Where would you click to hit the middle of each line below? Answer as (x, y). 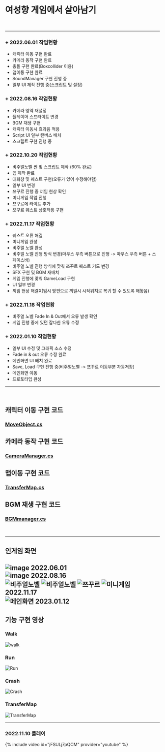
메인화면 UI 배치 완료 (32, 360)
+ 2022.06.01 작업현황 (31, 42)
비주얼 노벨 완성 (27, 248)
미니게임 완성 (25, 242)
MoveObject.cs (24, 425)
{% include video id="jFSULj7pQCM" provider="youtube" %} (67, 744)
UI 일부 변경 (24, 285)
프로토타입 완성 (27, 379)
